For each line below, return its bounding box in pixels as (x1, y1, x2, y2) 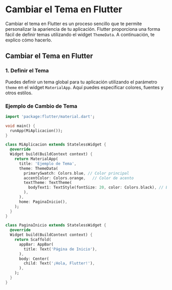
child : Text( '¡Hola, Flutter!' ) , (24, 261, 95, 266)
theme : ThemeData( (18, 165, 58, 171)
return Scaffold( (14, 237, 52, 242)
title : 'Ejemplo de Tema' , (18, 161, 77, 166)
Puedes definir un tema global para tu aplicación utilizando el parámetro (5, 78, 158, 85)
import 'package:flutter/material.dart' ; (5, 114, 95, 119)
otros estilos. (5, 90, 33, 96)
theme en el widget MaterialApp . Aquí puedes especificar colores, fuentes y (5, 84, 164, 90)
